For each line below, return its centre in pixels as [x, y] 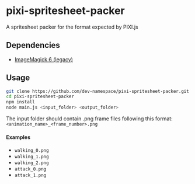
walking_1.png [32, 157]
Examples [18, 137]
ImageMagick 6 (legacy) [43, 59]
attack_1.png [30, 176]
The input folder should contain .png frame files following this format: [90, 119]
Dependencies [33, 45]
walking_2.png [32, 163]
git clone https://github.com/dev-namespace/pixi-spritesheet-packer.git [98, 91]
